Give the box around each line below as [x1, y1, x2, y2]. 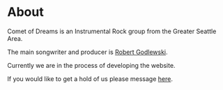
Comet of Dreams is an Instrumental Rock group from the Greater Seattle [7, 27, 217, 35]
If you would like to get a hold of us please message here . [7, 74, 173, 83]
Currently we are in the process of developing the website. [7, 61, 176, 69]
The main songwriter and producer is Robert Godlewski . [7, 48, 169, 56]
